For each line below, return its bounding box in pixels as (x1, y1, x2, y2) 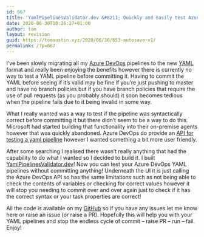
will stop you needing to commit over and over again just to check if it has (6, 186, 191, 193)
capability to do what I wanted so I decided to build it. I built (6, 154, 155, 161)
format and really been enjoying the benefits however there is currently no (6, 66, 192, 73)
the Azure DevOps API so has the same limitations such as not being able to (6, 173, 196, 180)
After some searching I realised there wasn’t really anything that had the (6, 147, 187, 155)
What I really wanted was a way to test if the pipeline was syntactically (6, 110, 183, 117)
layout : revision (6, 32, 50, 38)
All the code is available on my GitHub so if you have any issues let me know (6, 204, 197, 211)
